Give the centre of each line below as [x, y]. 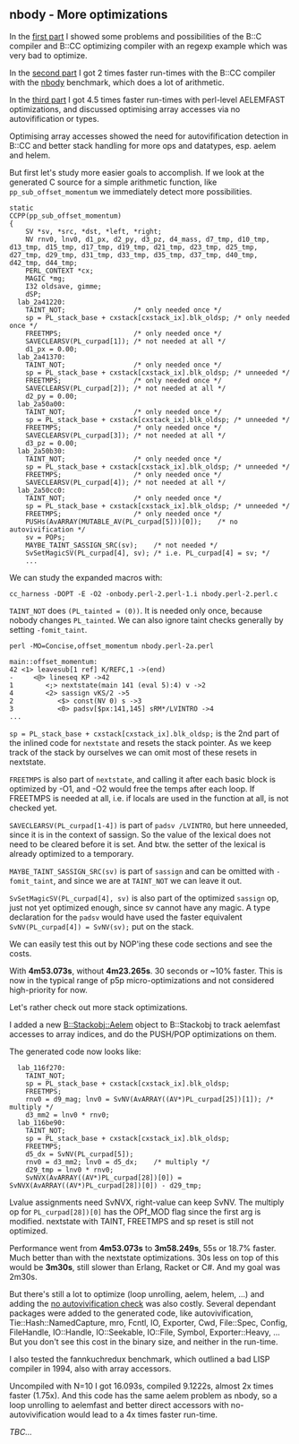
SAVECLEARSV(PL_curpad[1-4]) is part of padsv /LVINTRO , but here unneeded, [149, 825]
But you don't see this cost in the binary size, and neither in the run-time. [144, 1341]
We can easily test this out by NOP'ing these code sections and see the [141, 944]
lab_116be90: [42, 1123]
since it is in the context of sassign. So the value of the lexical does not [140, 834]
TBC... [21, 1431]
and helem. [30, 155]
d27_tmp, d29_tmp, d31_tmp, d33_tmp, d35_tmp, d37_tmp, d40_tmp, [133, 255]
